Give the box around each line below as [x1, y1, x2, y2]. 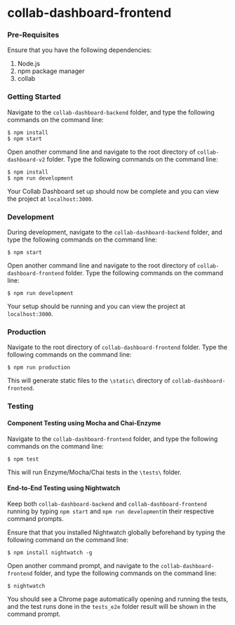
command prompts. [7, 514, 65, 522]
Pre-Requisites [7, 30, 60, 40]
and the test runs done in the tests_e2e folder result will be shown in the [7, 602, 216, 610]
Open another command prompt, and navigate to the [7, 561, 159, 570]
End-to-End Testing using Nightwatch [7, 484, 121, 492]
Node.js [17, 60, 41, 68]
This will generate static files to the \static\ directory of [7, 376, 170, 385]
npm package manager [17, 67, 85, 75]
